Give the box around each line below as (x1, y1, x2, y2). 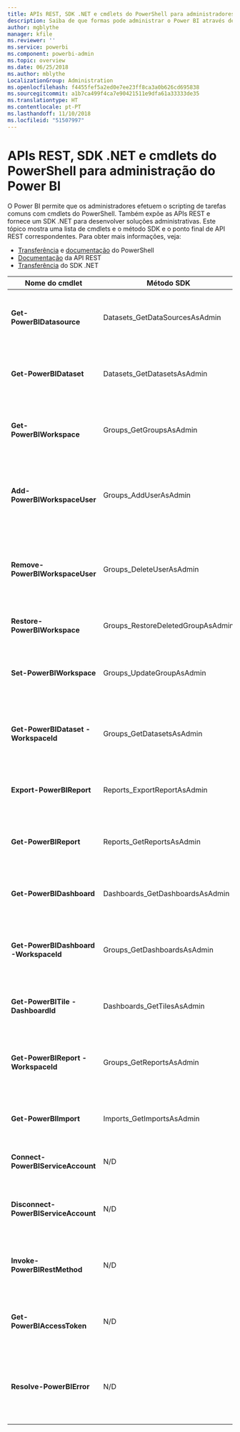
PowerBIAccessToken (11, 1321, 87, 1331)
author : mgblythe (7, 24, 59, 31)
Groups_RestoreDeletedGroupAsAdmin (103, 620, 234, 630)
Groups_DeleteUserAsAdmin (103, 564, 199, 574)
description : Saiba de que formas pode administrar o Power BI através (7, 17, 225, 24)
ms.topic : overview (7, 57, 66, 64)
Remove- (11, 560, 44, 570)
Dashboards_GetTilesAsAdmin (103, 1001, 205, 1011)
